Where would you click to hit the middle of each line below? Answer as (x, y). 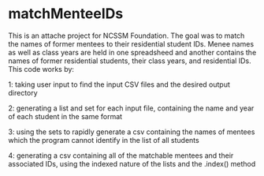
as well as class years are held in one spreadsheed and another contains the (132, 52)
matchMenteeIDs (66, 14)
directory (23, 92)
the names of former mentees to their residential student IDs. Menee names (131, 43)
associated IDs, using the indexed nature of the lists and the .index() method (132, 163)
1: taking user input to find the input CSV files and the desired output (119, 84)
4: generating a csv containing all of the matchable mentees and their (121, 155)
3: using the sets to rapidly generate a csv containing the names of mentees (132, 132)
